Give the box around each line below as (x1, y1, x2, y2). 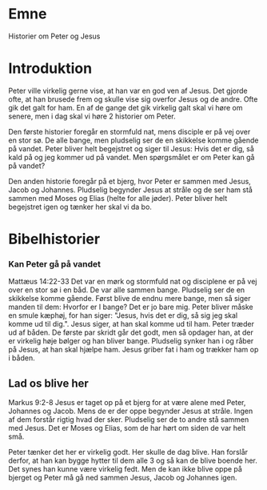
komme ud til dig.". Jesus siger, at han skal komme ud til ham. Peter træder (8, 319, 254, 329)
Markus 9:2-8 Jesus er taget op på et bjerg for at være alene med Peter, (8, 398, 246, 408)
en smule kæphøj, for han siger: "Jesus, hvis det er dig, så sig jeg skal (8, 311, 238, 320)
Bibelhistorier (8, 230, 101, 248)
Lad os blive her (8, 376, 90, 390)
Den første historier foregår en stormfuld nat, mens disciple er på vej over (8, 127, 251, 136)
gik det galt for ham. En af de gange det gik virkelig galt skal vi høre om (8, 102, 243, 112)
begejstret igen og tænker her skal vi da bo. (8, 202, 152, 211)
